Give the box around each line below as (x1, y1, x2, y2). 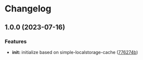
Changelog (4, 3, 51, 14)
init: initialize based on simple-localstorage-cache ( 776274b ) (11, 49, 138, 55)
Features (4, 38, 27, 45)
